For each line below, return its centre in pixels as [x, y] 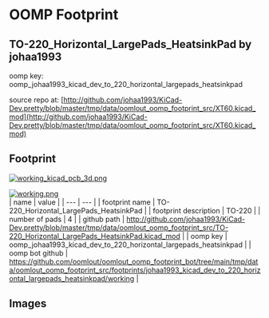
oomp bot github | [39, 252]
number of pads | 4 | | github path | [67, 219]
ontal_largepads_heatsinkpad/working [72, 278]
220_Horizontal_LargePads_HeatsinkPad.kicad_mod [95, 236]
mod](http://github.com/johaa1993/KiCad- [79, 117]
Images [28, 304]
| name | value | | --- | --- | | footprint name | [82, 202]
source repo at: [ [36, 100]
